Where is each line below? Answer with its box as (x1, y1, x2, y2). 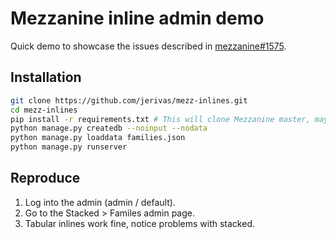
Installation (10, 69, 82, 86)
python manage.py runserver (10, 142, 128, 152)
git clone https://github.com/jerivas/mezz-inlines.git (10, 95, 248, 106)
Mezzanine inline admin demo (10, 7, 265, 30)
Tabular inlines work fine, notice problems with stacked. (24, 217, 256, 229)
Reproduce (10, 170, 81, 187)
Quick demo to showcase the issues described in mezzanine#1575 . (10, 40, 287, 52)
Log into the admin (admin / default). (24, 196, 176, 208)
